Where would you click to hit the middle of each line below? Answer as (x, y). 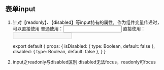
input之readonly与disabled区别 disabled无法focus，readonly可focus (84, 62)
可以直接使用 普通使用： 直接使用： (79, 28)
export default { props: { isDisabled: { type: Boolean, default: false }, (84, 46)
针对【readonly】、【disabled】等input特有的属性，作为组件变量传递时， (87, 22)
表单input (20, 9)
